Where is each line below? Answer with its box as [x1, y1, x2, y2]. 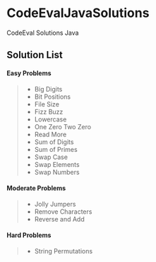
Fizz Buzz [34, 107, 64, 116]
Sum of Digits [34, 137, 74, 146]
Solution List [6, 49, 63, 61]
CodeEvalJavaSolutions [6, 5, 150, 21]
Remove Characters [34, 207, 92, 216]
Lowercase [34, 115, 67, 124]
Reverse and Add [34, 214, 85, 223]
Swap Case [34, 153, 68, 161]
